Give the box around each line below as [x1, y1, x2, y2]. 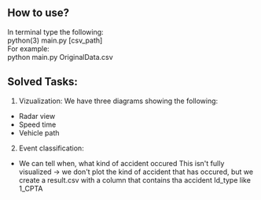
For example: [7, 43, 50, 54]
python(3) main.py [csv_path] [7, 35, 103, 45]
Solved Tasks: [7, 75, 78, 89]
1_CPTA [18, 183, 43, 193]
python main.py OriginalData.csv [7, 52, 113, 61]
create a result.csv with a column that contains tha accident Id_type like [18, 175, 251, 184]
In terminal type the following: [7, 27, 104, 36]
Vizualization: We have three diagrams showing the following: [18, 96, 219, 106]
